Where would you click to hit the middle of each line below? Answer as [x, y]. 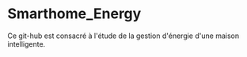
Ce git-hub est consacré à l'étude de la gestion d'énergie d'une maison [123, 36]
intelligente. [27, 44]
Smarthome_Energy [74, 14]
